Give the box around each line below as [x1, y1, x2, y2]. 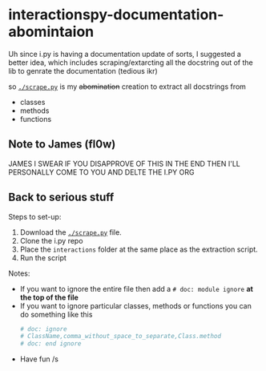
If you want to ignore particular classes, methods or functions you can [19, 300, 252, 310]
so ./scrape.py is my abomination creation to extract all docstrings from [8, 82, 247, 91]
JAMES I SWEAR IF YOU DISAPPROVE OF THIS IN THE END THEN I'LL [8, 159, 240, 168]
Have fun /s [19, 354, 58, 364]
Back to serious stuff [8, 191, 115, 204]
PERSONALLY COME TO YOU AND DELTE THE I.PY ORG [8, 167, 195, 177]
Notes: [8, 268, 30, 278]
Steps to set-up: [8, 212, 62, 221]
